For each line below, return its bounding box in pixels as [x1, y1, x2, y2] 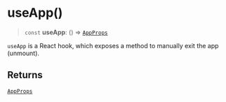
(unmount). [7, 49, 40, 57]
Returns [7, 69, 44, 81]
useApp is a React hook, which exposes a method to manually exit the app [7, 41, 219, 50]
